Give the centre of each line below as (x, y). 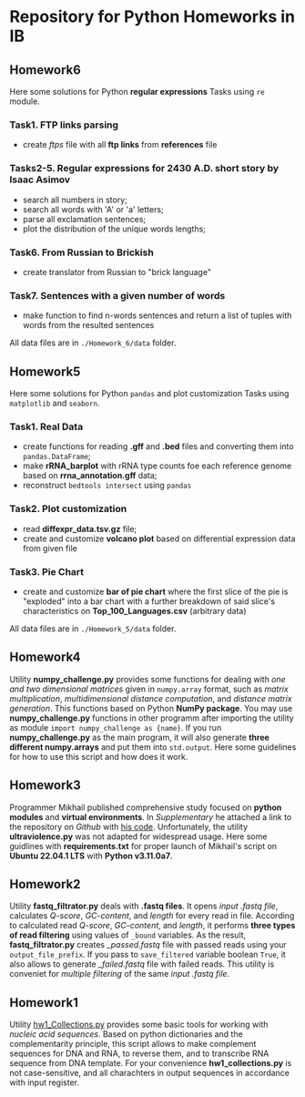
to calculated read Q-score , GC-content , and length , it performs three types (152, 926)
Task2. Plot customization (68, 509)
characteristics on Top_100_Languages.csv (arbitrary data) (135, 610)
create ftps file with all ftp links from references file (120, 145)
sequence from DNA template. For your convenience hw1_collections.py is (151, 1063)
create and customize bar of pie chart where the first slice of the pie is (155, 591)
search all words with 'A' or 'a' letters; (93, 209)
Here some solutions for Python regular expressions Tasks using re (137, 92)
